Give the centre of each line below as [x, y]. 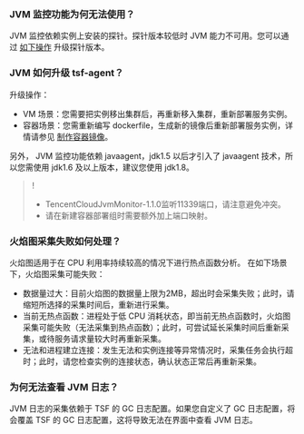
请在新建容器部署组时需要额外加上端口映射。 [129, 215]
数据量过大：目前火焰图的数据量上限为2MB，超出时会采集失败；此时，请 [158, 293]
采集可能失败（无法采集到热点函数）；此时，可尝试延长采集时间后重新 [152, 327]
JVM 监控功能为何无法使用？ [72, 14]
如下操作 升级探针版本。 [64, 47]
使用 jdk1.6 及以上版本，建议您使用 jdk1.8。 [114, 167]
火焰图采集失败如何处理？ [65, 241]
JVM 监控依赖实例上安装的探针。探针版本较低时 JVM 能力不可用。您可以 [145, 36]
